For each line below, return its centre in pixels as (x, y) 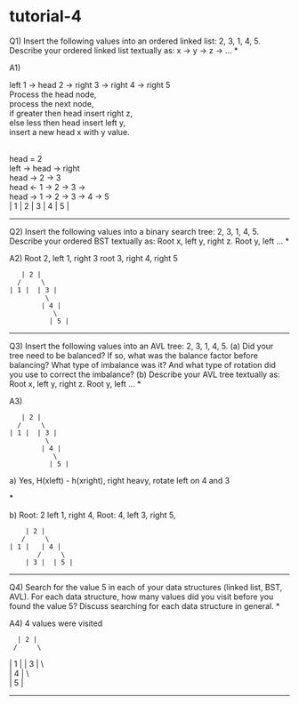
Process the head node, (53, 94)
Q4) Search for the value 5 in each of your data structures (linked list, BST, (146, 587)
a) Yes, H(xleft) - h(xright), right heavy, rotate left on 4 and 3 (120, 480)
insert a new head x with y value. (70, 132)
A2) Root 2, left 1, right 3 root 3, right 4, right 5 (93, 258)
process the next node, (52, 103)
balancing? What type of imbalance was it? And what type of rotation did (142, 365)
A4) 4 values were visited (56, 623)
